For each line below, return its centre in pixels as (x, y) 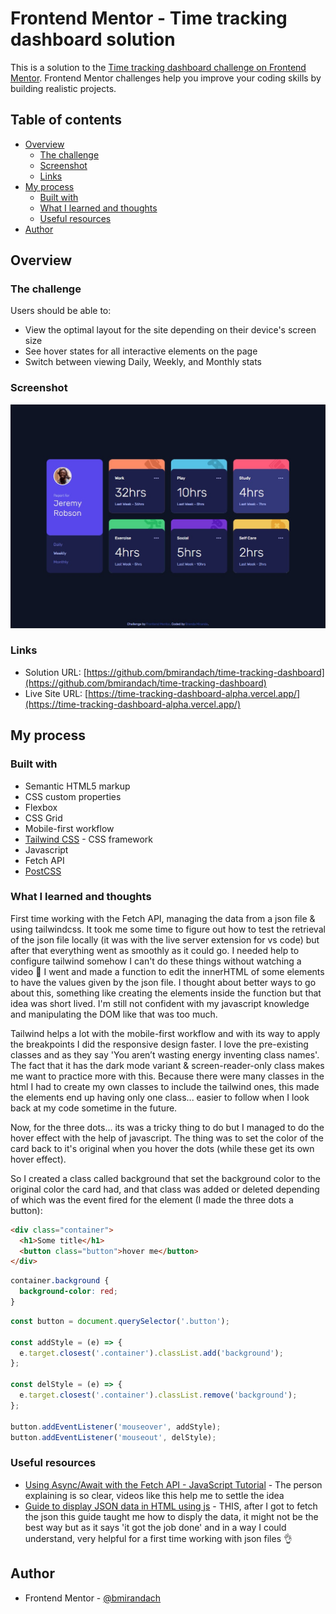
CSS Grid (43, 818)
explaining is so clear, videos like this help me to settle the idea (154, 1495)
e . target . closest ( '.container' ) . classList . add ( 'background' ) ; (151, 1353)
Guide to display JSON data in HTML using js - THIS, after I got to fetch (171, 1506)
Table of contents (66, 120)
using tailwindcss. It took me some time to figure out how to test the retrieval (168, 929)
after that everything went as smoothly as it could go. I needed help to (155, 950)
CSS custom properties (73, 796)
